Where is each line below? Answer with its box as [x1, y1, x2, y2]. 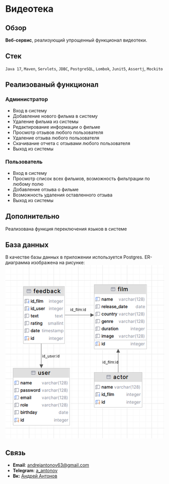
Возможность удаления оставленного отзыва [12, 192, 113, 198]
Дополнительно [5, 212, 60, 221]
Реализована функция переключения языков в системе [5, 226, 127, 232]
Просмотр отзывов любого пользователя [12, 129, 104, 135]
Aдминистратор [5, 96, 49, 103]
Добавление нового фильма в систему [12, 113, 98, 119]
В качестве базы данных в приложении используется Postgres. [5, 254, 144, 260]
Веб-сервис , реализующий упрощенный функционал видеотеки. [5, 37, 148, 43]
